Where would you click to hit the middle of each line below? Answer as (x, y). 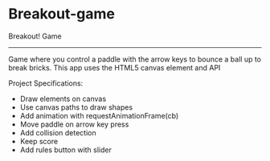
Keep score (39, 141)
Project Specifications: (46, 83)
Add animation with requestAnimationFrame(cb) (99, 115)
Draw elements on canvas (63, 99)
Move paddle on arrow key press (74, 124)
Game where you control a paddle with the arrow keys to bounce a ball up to (135, 59)
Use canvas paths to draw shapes (76, 107)
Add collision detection (58, 132)
